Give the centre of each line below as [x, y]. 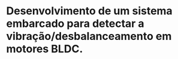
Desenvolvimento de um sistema [89, 11]
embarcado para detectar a [76, 24]
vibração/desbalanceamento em [89, 36]
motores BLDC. [45, 49]
